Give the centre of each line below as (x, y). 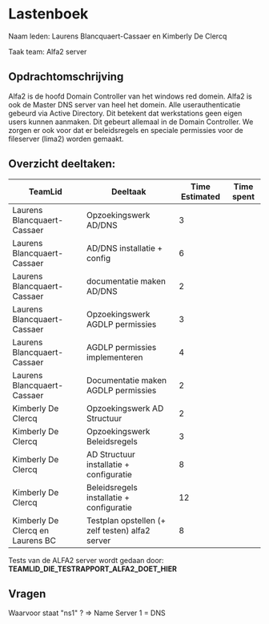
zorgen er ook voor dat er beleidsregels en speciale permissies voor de (126, 130)
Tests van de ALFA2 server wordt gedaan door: (86, 560)
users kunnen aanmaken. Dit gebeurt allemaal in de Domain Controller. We (131, 122)
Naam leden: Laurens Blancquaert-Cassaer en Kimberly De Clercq (118, 36)
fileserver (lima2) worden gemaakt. (66, 139)
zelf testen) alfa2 (118, 530)
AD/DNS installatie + (124, 248)
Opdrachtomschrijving (66, 77)
